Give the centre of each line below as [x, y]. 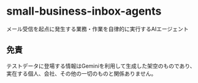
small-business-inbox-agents [84, 11]
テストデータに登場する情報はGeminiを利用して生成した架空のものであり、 [101, 66]
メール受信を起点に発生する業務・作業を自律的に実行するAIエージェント [97, 29]
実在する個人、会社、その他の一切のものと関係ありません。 [82, 73]
